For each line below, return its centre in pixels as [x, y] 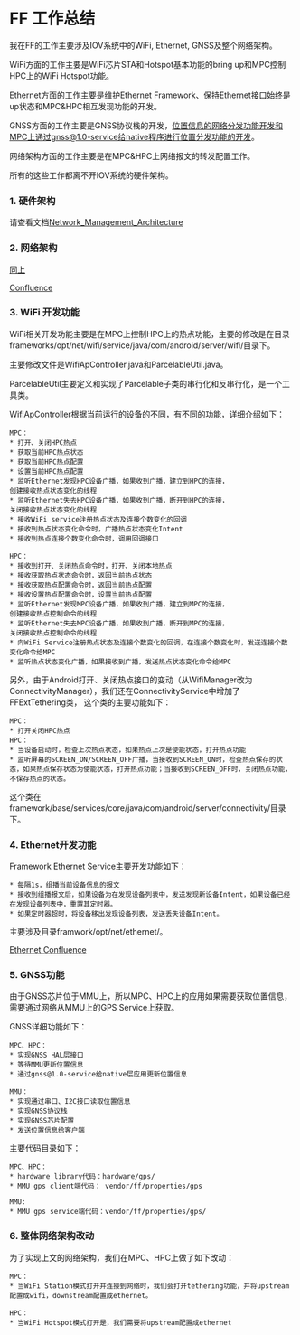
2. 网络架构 [33, 248]
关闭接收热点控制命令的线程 [53, 633]
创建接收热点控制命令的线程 [53, 614]
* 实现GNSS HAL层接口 [47, 1055]
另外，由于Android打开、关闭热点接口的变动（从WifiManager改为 [131, 680]
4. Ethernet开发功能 [53, 844]
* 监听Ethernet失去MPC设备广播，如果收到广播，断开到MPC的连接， [119, 623]
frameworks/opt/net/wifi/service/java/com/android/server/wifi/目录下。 [142, 345]
